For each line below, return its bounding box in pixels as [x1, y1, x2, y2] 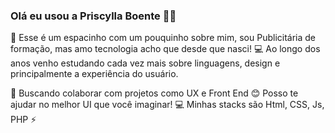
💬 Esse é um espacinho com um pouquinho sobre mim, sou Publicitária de [10, 32, 317, 44]
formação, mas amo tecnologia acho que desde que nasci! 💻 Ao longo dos [10, 43, 321, 55]
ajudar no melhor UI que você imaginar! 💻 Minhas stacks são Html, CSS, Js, [10, 99, 325, 111]
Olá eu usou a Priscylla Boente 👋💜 [10, 9, 177, 23]
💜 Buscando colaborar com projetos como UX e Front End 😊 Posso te [10, 87, 299, 99]
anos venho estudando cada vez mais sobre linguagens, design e [10, 57, 281, 69]
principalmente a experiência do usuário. [10, 68, 179, 80]
